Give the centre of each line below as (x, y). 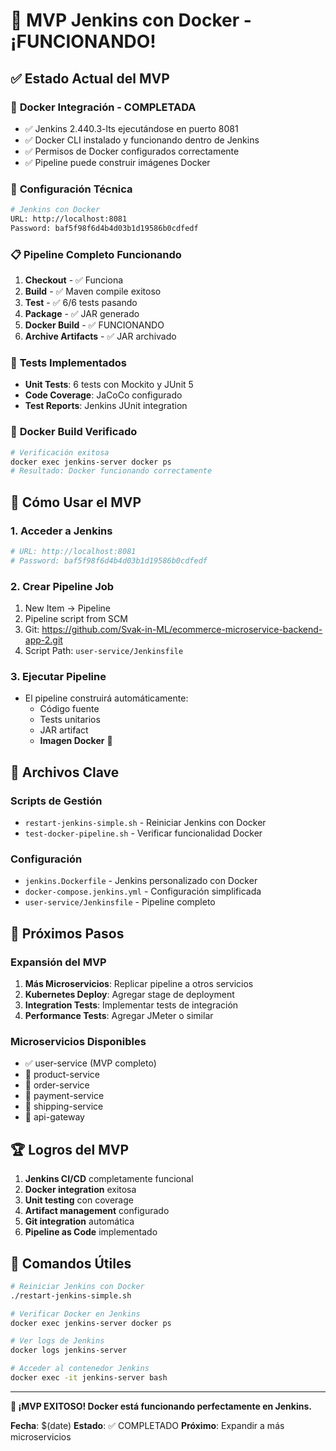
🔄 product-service (62, 1075)
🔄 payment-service (64, 1096)
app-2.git (43, 640)
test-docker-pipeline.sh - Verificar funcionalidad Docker (143, 833)
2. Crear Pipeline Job (62, 586)
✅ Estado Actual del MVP (90, 78)
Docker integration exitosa (80, 1190)
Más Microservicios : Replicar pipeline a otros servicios (139, 984)
